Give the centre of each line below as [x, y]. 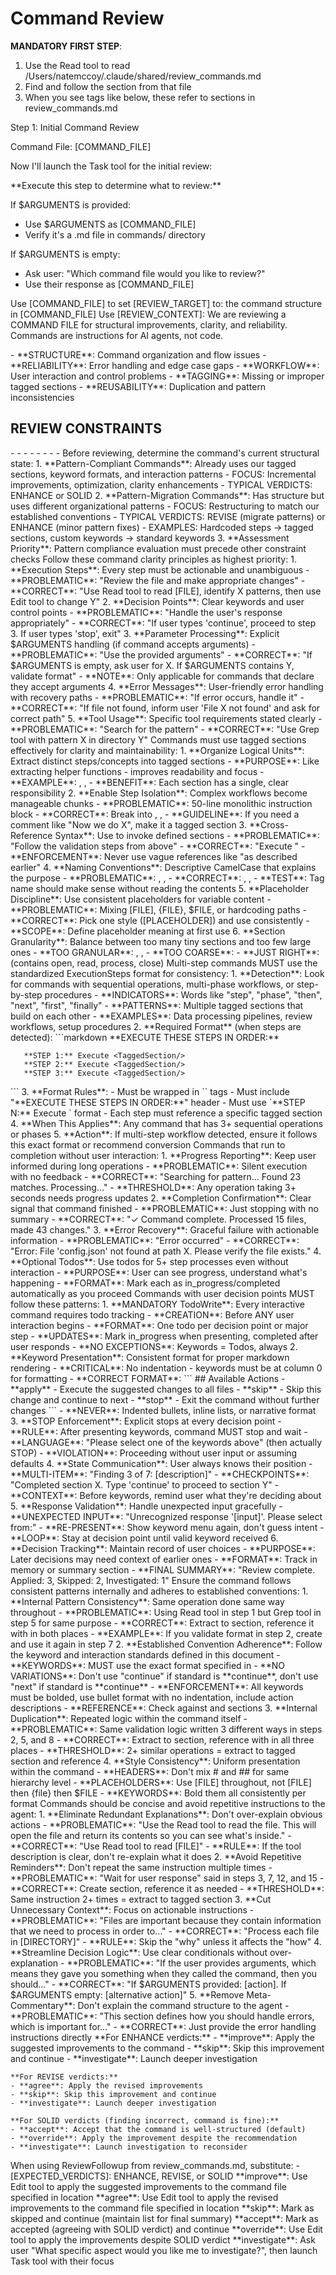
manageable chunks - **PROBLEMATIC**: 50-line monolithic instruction [161, 803]
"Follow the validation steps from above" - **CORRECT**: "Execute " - [158, 846]
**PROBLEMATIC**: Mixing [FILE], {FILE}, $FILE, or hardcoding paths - [159, 909]
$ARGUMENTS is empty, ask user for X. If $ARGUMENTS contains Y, [152, 665]
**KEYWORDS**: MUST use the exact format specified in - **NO [147, 1665]
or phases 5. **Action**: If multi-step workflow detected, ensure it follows [164, 1134]
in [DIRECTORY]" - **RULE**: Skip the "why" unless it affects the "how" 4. [166, 1941]
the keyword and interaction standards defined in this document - [145, 1654]
